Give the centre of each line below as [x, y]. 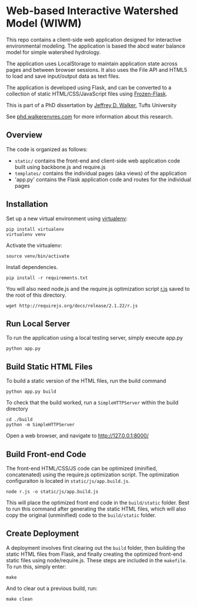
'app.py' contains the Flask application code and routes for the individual [103, 179]
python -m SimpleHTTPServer [41, 425]
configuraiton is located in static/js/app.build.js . [68, 481]
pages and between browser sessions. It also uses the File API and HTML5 [97, 69]
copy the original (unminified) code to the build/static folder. [81, 515]
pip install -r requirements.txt [47, 278]
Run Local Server [38, 324]
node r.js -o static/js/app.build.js [52, 492]
